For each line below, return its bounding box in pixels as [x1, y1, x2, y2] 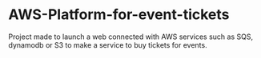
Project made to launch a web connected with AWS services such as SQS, [8, 32, 254, 41]
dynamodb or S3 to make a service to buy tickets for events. [8, 40, 207, 49]
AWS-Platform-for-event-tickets [8, 6, 230, 24]
